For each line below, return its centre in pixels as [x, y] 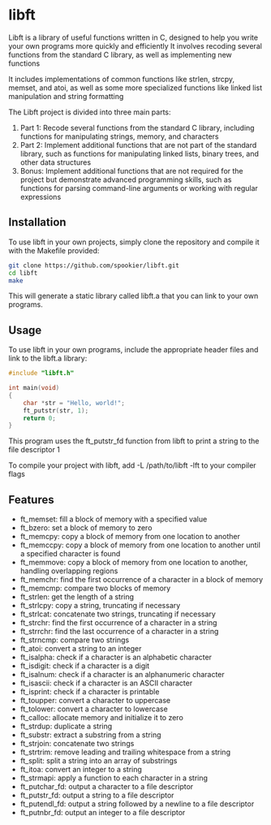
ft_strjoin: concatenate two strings [77, 744]
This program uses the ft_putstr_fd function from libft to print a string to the [134, 441]
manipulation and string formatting [66, 96]
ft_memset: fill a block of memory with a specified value [114, 519]
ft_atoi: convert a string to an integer [81, 649]
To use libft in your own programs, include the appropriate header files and [133, 350]
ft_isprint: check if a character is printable [90, 692]
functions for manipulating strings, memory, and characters [119, 136]
